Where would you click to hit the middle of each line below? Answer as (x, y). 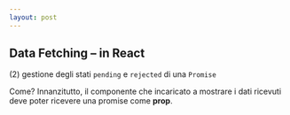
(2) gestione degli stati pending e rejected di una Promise (113, 74)
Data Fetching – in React (77, 54)
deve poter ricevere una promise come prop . (91, 101)
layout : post (33, 17)
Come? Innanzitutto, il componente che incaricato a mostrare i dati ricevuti (145, 92)
